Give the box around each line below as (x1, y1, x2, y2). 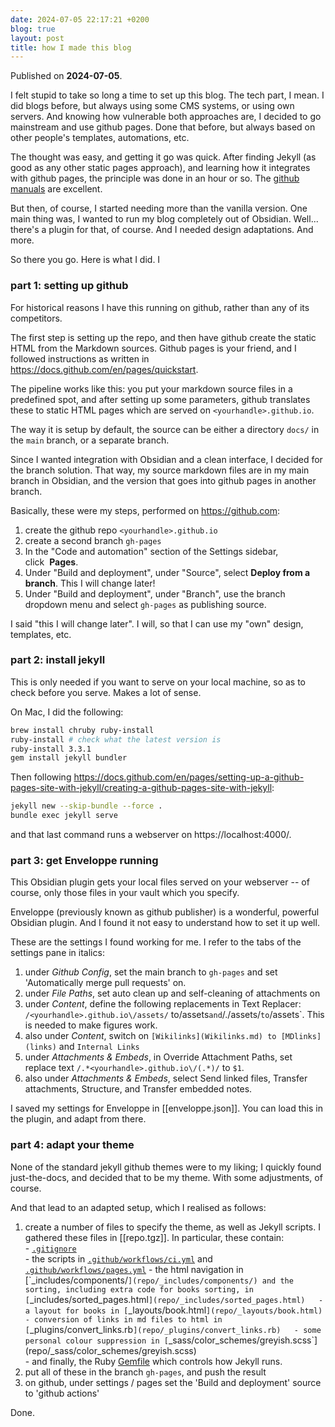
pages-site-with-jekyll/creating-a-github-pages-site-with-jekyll (10, 782, 273, 794)
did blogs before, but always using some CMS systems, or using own (10, 100, 295, 112)
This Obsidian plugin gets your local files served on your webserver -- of (10, 876, 310, 888)
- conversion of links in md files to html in (24, 1314, 223, 1325)
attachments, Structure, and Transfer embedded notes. (24, 1083, 253, 1095)
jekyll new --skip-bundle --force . (10, 801, 163, 811)
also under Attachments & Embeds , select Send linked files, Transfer (24, 1072, 308, 1085)
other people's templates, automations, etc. (10, 132, 190, 144)
